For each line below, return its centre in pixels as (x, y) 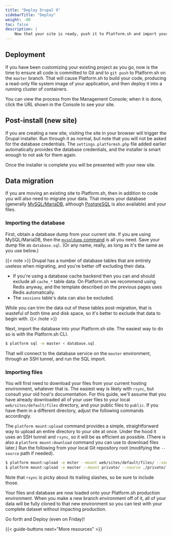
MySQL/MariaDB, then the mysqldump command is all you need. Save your (83, 239)
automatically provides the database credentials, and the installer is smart (83, 149)
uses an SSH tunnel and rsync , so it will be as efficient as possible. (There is (85, 437)
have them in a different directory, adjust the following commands (75, 410)
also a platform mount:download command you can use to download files (82, 442)
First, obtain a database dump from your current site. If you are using (78, 234)
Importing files (24, 372)
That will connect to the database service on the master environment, (78, 353)
